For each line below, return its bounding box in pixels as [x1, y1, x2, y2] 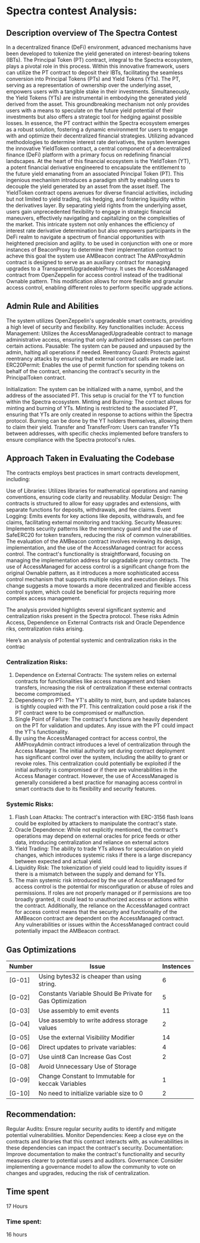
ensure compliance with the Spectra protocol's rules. [6, 436, 136, 443]
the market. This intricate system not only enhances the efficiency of [6, 221, 175, 227]
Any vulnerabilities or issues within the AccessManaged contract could [14, 921, 189, 928]
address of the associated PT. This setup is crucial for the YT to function [6, 392, 185, 399]
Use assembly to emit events [38, 1007, 119, 1015]
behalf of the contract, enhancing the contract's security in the [6, 367, 161, 374]
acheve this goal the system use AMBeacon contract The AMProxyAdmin [6, 252, 186, 260]
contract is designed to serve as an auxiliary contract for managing [6, 259, 171, 266]
